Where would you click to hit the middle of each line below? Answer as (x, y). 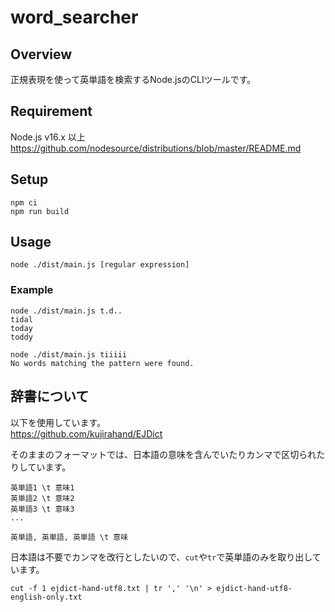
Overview (41, 54)
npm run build (40, 211)
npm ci (24, 202)
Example (32, 290)
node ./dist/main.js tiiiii (69, 354)
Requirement (51, 111)
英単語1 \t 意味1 (42, 487)
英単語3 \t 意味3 (42, 509)
